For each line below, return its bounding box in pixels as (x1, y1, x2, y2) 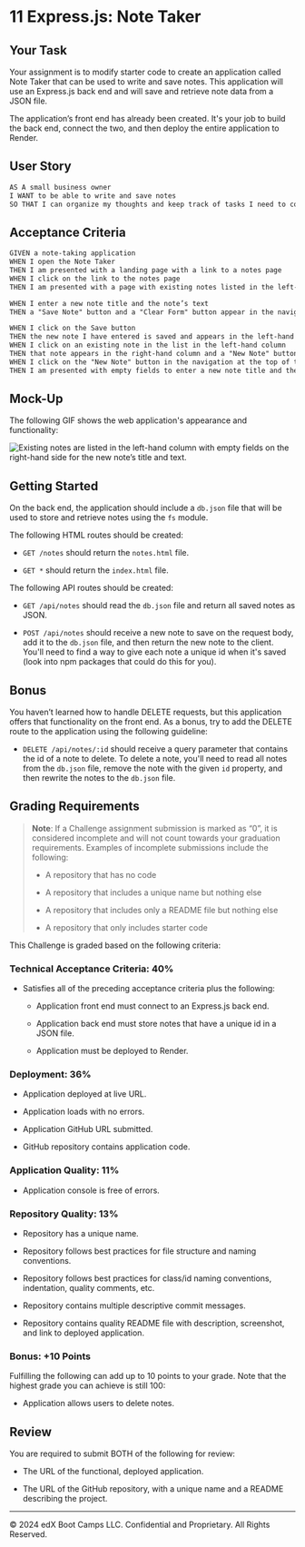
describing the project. (22, 1493, 108, 1504)
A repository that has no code (44, 869, 157, 880)
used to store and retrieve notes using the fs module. (9, 512, 209, 523)
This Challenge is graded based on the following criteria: (9, 940, 221, 951)
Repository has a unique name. (22, 1228, 139, 1239)
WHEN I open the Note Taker (9, 257, 116, 267)
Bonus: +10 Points (9, 1350, 91, 1363)
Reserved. (9, 1529, 48, 1540)
